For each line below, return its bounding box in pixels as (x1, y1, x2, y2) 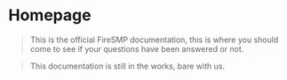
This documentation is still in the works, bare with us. (29, 61, 226, 71)
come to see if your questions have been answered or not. (29, 43, 244, 54)
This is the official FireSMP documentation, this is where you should (29, 34, 279, 45)
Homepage (8, 5, 92, 25)
